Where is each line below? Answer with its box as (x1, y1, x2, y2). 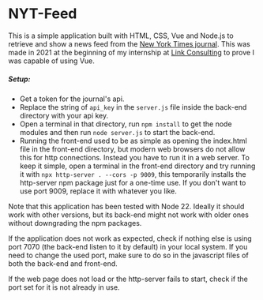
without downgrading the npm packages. (8, 218, 142, 227)
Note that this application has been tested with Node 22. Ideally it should (8, 201, 245, 211)
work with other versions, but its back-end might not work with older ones (8, 210, 249, 219)
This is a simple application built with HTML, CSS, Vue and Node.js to (8, 31, 235, 40)
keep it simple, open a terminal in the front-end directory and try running (19, 161, 256, 171)
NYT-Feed (8, 5, 77, 23)
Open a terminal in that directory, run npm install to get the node (19, 119, 232, 129)
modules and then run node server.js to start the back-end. (19, 127, 216, 137)
